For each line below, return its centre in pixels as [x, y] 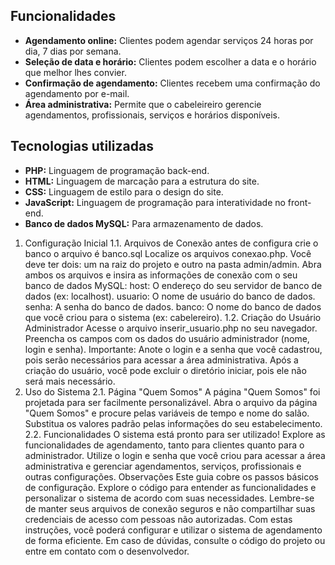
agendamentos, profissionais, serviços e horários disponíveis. [152, 115]
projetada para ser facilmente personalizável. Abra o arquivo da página [171, 402]
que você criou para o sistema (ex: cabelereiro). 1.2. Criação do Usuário [173, 317]
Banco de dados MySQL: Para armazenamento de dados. [144, 223]
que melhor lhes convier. [75, 72]
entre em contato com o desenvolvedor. [107, 551]
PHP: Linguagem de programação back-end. [117, 170]
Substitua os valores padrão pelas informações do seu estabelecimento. [173, 423]
